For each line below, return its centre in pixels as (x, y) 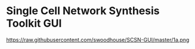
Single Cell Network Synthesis (83, 11)
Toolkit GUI (34, 23)
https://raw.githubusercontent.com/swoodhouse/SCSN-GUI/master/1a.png (98, 40)
